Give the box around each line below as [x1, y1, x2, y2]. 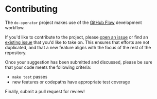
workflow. [5, 24, 25, 30]
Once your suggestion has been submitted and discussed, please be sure [5, 59, 153, 65]
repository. [5, 50, 27, 56]
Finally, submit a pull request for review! [5, 88, 85, 94]
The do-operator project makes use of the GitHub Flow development [5, 20, 142, 25]
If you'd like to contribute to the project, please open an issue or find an [5, 34, 148, 40]
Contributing [5, 3, 58, 15]
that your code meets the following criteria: [5, 64, 91, 70]
